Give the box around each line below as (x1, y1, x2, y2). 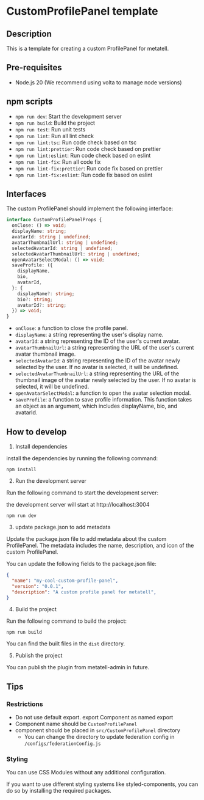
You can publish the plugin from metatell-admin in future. (6, 664, 150, 671)
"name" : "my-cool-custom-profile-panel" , (12, 578, 119, 584)
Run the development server (15, 477, 87, 484)
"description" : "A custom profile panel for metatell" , (12, 589, 157, 595)
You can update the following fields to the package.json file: (6, 560, 157, 567)
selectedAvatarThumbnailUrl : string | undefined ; (12, 251, 140, 257)
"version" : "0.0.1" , (12, 583, 64, 589)
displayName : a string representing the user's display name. (15, 331, 164, 339)
